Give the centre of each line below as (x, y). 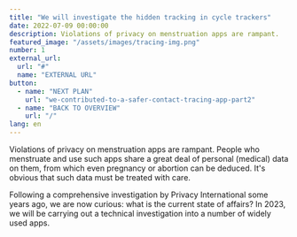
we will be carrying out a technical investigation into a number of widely (141, 214)
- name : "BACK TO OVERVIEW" (69, 108)
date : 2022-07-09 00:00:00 (59, 26)
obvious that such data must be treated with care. (100, 177)
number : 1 (27, 50)
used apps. (30, 223)
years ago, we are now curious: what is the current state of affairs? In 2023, (148, 204)
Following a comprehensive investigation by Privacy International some (139, 195)
